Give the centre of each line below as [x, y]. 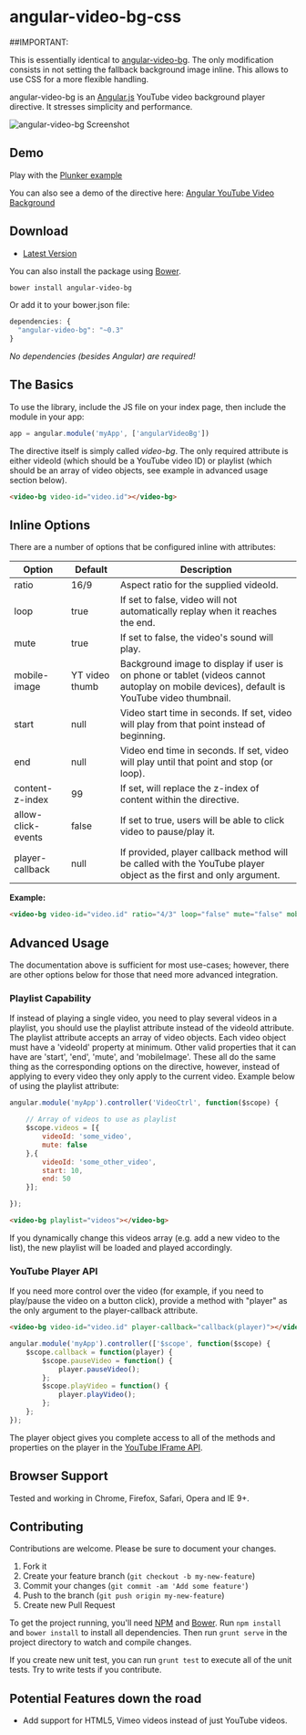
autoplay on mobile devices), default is [203, 687]
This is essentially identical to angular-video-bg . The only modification [142, 59]
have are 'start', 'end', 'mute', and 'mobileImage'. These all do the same [143, 1057]
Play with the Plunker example [66, 175]
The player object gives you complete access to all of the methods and [143, 1437]
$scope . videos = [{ [63, 1128]
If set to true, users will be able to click [202, 820]
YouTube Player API [54, 1271]
